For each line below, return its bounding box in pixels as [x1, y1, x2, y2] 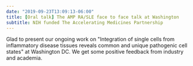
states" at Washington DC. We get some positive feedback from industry [6, 48, 184, 55]
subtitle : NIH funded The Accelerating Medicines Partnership [6, 19, 163, 25]
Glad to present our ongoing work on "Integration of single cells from [6, 36, 175, 43]
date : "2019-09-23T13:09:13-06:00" [6, 8, 94, 15]
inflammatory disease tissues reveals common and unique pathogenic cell [6, 42, 188, 49]
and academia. [6, 54, 43, 62]
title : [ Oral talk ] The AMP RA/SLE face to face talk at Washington [6, 14, 179, 20]
